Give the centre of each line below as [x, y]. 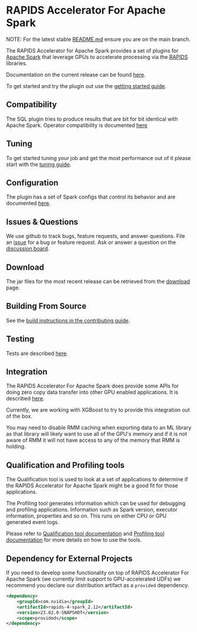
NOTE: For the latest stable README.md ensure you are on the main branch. [98, 39]
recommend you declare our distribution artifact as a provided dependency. [98, 585]
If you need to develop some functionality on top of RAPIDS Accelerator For [98, 573]
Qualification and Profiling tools [65, 465]
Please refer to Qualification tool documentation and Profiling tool [85, 534]
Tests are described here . [37, 353]
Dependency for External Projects [69, 558]
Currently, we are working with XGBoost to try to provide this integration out [98, 410]
